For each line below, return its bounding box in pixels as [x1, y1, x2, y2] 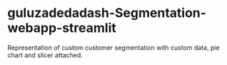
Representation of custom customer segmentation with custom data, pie [7, 43, 220, 52]
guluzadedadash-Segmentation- [7, 5, 207, 21]
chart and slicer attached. [7, 51, 84, 59]
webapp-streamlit [7, 20, 116, 36]
